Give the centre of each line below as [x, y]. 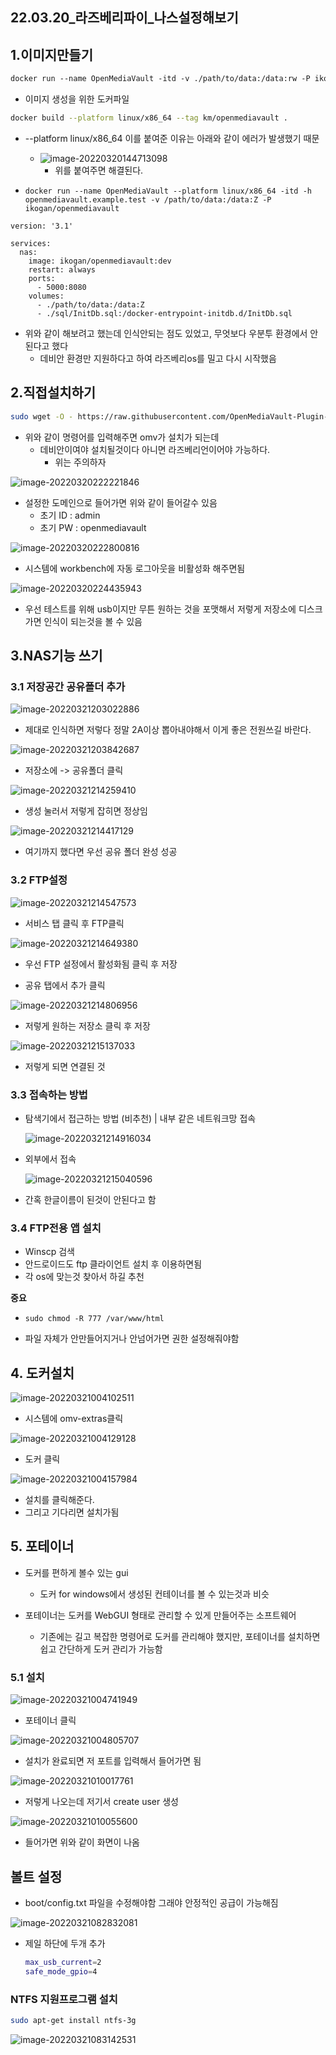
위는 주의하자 [80, 462]
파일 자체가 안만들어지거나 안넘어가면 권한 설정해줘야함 [132, 1339]
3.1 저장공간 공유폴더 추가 [68, 686]
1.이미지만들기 [51, 54]
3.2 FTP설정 [39, 880]
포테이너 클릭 [50, 1720]
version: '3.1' [42, 226]
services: [31, 243]
